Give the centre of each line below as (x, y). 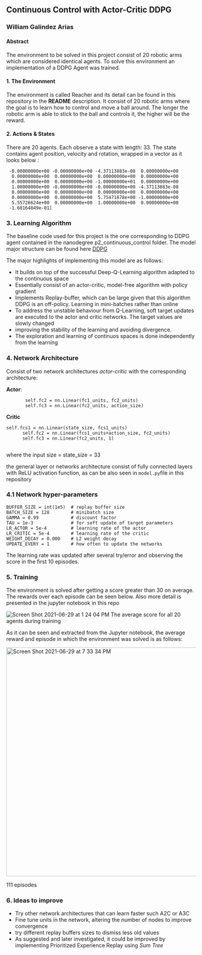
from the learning (36, 343)
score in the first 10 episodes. (43, 561)
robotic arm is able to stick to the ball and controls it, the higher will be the (98, 114)
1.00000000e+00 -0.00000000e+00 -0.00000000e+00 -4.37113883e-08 (95, 187)
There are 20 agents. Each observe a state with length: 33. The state (91, 147)
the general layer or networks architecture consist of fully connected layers (99, 466)
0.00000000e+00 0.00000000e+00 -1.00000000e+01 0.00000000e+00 (95, 182)
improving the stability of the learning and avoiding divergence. (93, 330)
